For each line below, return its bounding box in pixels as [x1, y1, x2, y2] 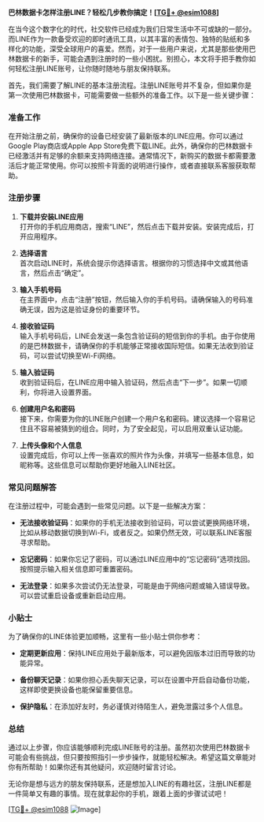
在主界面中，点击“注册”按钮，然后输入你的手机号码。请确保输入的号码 [19, 295, 247, 304]
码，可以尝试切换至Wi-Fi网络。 [19, 351, 120, 360]
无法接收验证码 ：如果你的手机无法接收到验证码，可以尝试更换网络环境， [19, 518, 254, 527]
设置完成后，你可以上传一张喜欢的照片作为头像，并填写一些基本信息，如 [19, 450, 254, 459]
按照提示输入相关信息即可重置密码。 [19, 563, 137, 574]
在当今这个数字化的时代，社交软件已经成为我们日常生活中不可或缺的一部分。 [8, 24, 256, 34]
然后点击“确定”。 [33, 268, 89, 277]
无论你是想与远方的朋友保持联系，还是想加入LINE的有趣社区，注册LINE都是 [8, 779, 252, 789]
